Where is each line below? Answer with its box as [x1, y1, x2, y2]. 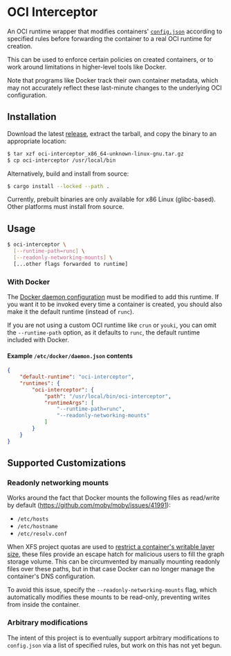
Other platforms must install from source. [7, 203, 124, 211]
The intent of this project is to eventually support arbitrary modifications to [7, 633, 219, 642]
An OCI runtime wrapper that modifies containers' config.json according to [7, 27, 223, 35]
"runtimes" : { [19, 380, 60, 387]
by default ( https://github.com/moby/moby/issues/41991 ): [7, 501, 171, 510]
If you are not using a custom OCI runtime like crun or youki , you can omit [7, 321, 216, 329]
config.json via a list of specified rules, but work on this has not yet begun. [7, 641, 223, 649]
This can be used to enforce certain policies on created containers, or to [7, 55, 214, 63]
